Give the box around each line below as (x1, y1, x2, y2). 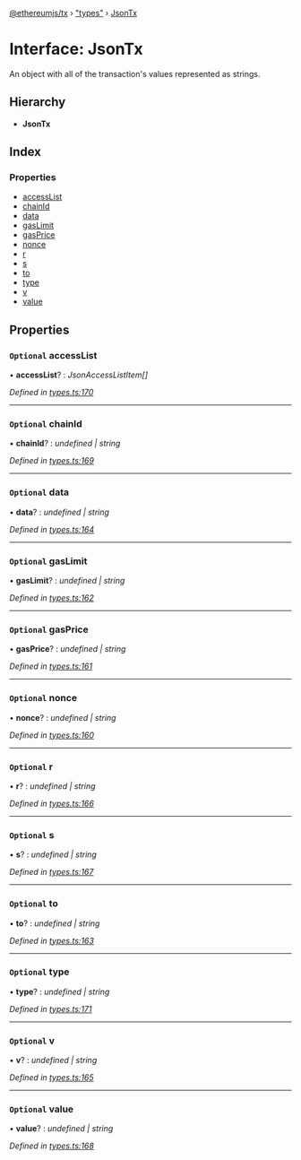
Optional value (9, 1103, 74, 1115)
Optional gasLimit (9, 555, 88, 567)
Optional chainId (9, 418, 82, 430)
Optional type (9, 965, 70, 978)
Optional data (9, 486, 70, 498)
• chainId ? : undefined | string (9, 438, 121, 449)
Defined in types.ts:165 (9, 1072, 94, 1083)
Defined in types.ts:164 (9, 524, 95, 534)
